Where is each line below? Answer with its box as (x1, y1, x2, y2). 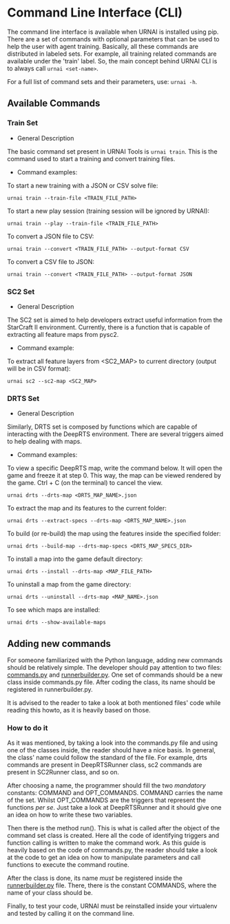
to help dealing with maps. (7, 438, 83, 446)
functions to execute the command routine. (7, 861, 129, 869)
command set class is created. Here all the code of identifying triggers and (7, 832, 220, 840)
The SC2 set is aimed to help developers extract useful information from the (7, 316, 222, 324)
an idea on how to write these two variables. (7, 811, 133, 819)
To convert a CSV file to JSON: (7, 257, 95, 266)
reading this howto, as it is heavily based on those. (7, 706, 151, 715)
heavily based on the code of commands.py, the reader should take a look (7, 846, 218, 854)
